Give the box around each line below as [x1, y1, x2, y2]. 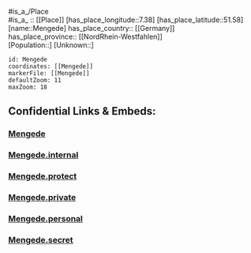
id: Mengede [8, 55, 47, 63]
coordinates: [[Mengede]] [8, 62, 93, 70]
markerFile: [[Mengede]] [8, 70, 90, 77]
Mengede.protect [8, 171, 77, 182]
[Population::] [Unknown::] [8, 40, 95, 50]
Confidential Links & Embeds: [8, 104, 156, 118]
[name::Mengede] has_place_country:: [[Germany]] [8, 24, 175, 32]
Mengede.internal [8, 149, 79, 160]
